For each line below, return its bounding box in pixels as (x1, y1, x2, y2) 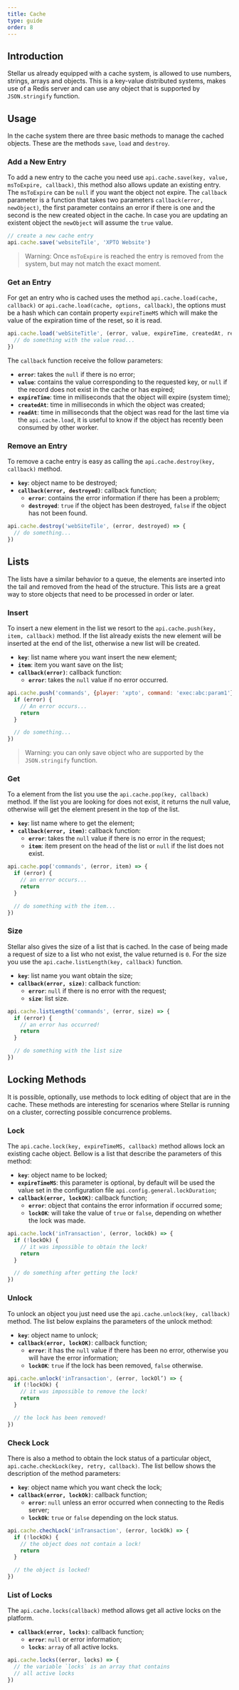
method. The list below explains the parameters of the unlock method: (7, 1317, 213, 1325)
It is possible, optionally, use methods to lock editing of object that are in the (7, 1093, 231, 1101)
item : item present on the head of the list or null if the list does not (28, 841, 224, 850)
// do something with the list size (14, 1047, 122, 1055)
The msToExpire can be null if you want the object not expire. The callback (7, 188, 228, 197)
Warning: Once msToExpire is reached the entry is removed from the (24, 252, 224, 260)
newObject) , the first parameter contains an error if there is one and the (7, 203, 216, 212)
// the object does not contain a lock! (20, 1540, 142, 1547)
